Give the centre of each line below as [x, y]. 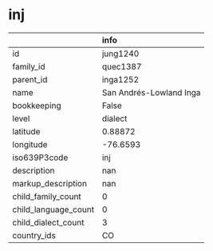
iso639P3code [40, 157]
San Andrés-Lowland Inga [151, 92]
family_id [29, 66]
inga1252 [120, 79]
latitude [26, 131]
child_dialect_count [48, 222]
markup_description [50, 183]
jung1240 [120, 54]
